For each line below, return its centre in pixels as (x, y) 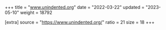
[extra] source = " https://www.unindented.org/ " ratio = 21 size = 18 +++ (80, 22)
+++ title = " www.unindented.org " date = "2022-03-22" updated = (75, 7)
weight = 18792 (36, 12)
